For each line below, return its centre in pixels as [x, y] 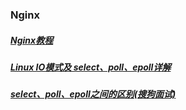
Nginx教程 [32, 40]
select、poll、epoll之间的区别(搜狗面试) [93, 94]
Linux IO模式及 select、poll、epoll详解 [91, 67]
